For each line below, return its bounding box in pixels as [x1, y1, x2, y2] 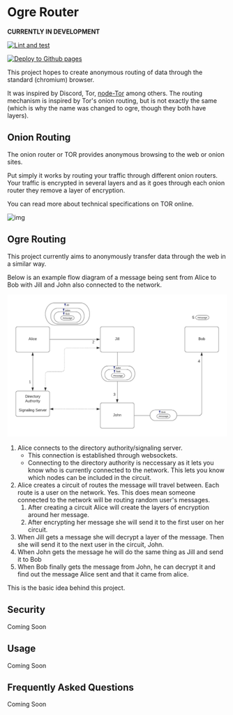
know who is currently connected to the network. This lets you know [27, 466, 225, 474]
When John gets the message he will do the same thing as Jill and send [17, 547, 224, 556]
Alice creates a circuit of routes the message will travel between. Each [17, 481, 220, 489]
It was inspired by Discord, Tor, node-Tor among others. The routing [7, 89, 203, 97]
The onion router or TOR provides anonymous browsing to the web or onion [7, 150, 225, 158]
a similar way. [7, 260, 47, 268]
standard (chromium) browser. [7, 75, 95, 84]
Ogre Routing [7, 234, 66, 246]
